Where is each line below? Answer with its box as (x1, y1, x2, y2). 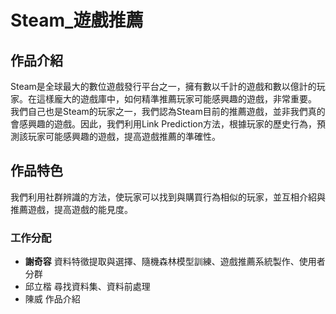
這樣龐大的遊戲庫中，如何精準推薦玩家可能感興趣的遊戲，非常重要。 (36, 93, 317, 105)
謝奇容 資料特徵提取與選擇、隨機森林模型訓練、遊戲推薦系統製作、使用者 (24, 256, 326, 268)
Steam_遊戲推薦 (10, 9, 144, 32)
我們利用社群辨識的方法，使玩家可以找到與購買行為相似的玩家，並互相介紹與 (10, 191, 326, 203)
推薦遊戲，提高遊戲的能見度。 (10, 203, 133, 215)
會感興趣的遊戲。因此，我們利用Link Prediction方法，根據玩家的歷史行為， (10, 118, 317, 130)
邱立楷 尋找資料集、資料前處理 (24, 281, 151, 293)
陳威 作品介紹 (24, 293, 81, 305)
